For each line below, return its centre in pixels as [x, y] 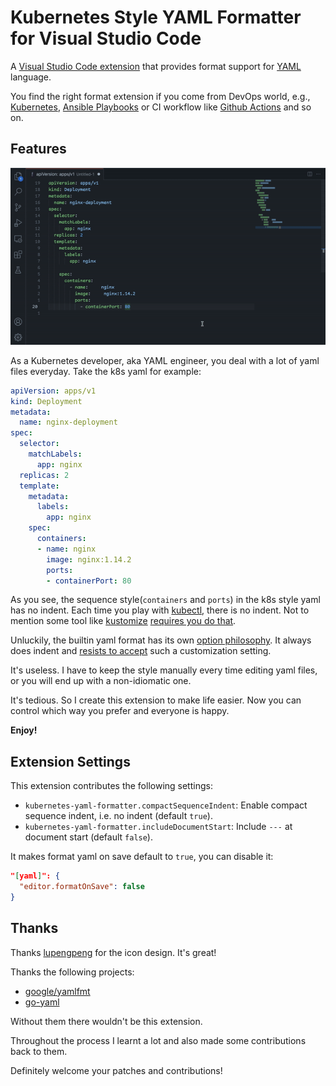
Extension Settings [70, 761]
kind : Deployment [46, 401]
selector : [39, 444]
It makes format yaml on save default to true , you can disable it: [142, 857]
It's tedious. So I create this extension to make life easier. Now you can [156, 700]
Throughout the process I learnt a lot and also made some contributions [158, 1040]
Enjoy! [24, 730]
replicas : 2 [44, 475]
